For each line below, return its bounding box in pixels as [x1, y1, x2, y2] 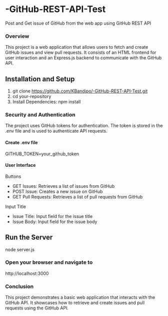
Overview [5, 33, 29, 40]
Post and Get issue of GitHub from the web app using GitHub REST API [5, 20, 151, 26]
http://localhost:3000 [5, 270, 49, 276]
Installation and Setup [5, 74, 75, 83]
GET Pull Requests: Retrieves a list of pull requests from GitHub [12, 193, 143, 199]
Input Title [5, 203, 26, 209]
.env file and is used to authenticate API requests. [5, 128, 107, 134]
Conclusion [5, 283, 34, 290]
